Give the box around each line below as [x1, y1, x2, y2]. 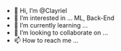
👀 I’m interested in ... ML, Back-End [13, 14, 115, 22]
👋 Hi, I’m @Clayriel [13, 7, 67, 14]
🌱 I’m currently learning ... [13, 21, 88, 29]
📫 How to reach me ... [13, 37, 79, 44]
